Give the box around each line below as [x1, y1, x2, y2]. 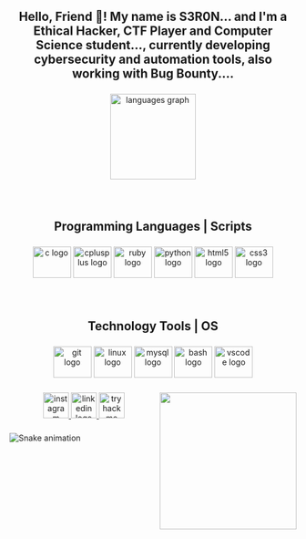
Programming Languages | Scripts [54, 218, 252, 233]
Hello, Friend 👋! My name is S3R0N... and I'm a [18, 9, 288, 25]
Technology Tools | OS [87, 318, 219, 334]
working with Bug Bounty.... [71, 66, 234, 82]
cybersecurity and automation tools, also [33, 52, 273, 67]
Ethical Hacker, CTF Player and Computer [33, 24, 273, 39]
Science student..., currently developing [36, 37, 270, 53]
